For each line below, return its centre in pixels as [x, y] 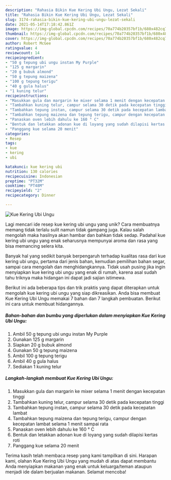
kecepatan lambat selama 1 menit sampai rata [60, 424]
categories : [18, 134]
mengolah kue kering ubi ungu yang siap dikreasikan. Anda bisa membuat [83, 293]
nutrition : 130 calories [32, 171]
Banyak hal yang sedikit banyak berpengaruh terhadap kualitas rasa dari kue [85, 256]
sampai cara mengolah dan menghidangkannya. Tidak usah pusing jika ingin [85, 267]
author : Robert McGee [28, 43]
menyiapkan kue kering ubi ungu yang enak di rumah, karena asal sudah [81, 272]
